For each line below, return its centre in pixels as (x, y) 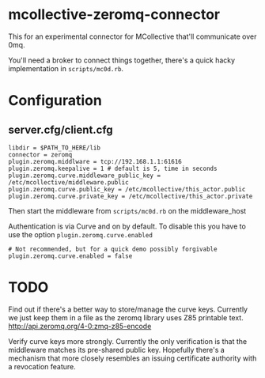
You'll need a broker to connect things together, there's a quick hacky (122, 60)
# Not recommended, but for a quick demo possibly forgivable (113, 249)
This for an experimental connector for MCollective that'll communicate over (132, 36)
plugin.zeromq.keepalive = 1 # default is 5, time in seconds (113, 168)
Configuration (55, 101)
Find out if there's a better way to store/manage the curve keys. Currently (128, 309)
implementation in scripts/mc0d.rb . (66, 68)
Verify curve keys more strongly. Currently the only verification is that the (128, 341)
